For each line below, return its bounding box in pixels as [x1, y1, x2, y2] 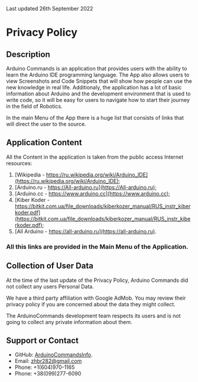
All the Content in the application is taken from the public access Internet [6, 153, 184, 160]
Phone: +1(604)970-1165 [14, 364, 75, 371]
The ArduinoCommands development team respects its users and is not [6, 312, 181, 319]
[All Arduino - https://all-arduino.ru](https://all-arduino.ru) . [14, 227, 157, 235]
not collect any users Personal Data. [6, 283, 95, 290]
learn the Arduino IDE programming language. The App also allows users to [6, 71, 190, 78]
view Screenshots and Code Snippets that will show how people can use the [6, 78, 192, 85]
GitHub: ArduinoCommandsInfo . [14, 351, 93, 358]
